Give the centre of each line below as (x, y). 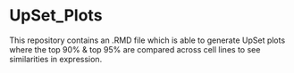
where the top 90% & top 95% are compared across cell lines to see (135, 49)
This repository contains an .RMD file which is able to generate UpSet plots (147, 40)
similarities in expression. (56, 59)
